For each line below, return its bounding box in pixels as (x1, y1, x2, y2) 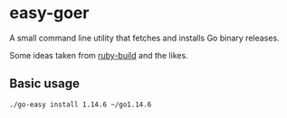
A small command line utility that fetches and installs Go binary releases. (9, 32, 280, 43)
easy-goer (9, 3, 90, 23)
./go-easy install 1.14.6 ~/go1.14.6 (9, 100, 152, 109)
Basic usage (9, 76, 80, 92)
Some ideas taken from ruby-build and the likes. (9, 50, 188, 60)
